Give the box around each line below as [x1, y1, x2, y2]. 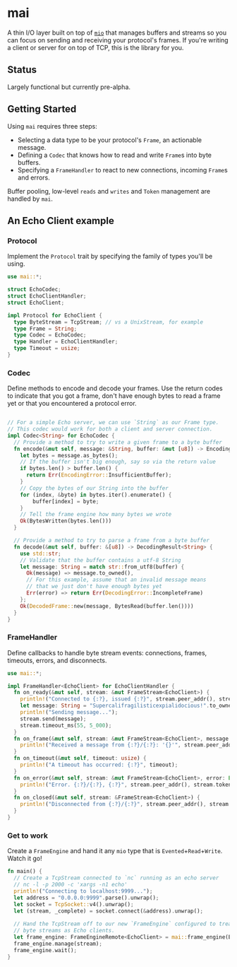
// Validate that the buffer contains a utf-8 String [20, 556, 181, 563]
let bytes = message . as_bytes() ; [20, 452, 119, 459]
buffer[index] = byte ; [32, 498, 99, 505]
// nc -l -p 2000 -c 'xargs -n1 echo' [13, 881, 128, 889]
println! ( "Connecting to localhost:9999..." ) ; [13, 887, 153, 895]
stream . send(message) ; [20, 715, 87, 722]
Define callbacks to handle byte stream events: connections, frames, [7, 648, 207, 657]
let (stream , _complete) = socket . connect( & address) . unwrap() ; [13, 907, 203, 915]
